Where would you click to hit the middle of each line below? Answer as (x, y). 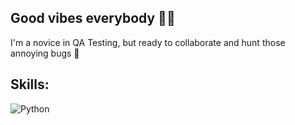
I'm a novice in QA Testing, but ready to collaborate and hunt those (148, 42)
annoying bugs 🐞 (45, 53)
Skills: (30, 84)
